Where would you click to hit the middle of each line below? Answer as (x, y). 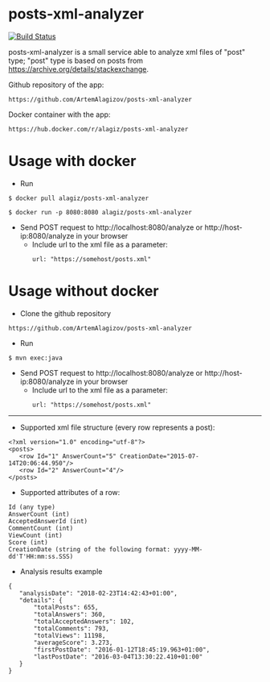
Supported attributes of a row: (70, 492)
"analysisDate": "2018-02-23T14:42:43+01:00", (98, 593)
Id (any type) (32, 507)
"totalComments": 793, (72, 628)
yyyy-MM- (188, 549)
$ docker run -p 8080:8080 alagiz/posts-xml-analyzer (100, 212)
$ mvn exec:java (35, 358)
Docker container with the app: (59, 114)
